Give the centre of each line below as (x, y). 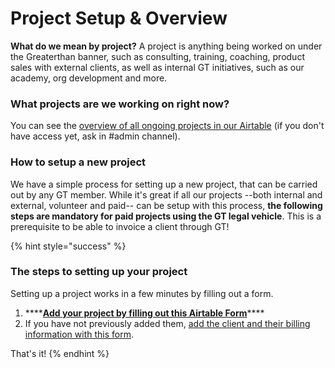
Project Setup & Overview (119, 18)
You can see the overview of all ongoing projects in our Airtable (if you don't (167, 126)
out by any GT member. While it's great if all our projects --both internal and (166, 194)
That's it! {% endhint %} (60, 353)
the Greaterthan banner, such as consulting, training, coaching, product (157, 56)
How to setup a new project (78, 162)
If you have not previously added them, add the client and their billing (167, 323)
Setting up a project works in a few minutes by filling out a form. (142, 293)
